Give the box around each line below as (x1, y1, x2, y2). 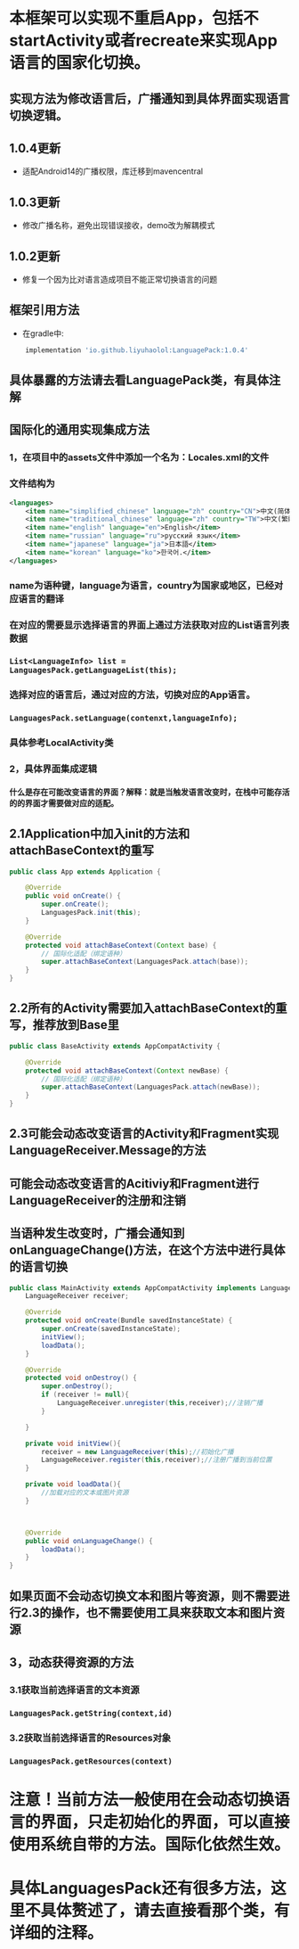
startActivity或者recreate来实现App (9, 30, 278, 51)
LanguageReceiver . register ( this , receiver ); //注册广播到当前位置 (41, 1455, 273, 1465)
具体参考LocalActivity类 (9, 736, 114, 749)
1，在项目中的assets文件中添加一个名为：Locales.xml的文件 (9, 451, 270, 464)
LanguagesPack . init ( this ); (41, 909, 141, 917)
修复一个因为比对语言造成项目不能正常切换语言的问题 (21, 274, 218, 285)
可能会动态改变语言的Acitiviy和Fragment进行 (9, 1176, 260, 1191)
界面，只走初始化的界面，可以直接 (40, 1812, 291, 1832)
